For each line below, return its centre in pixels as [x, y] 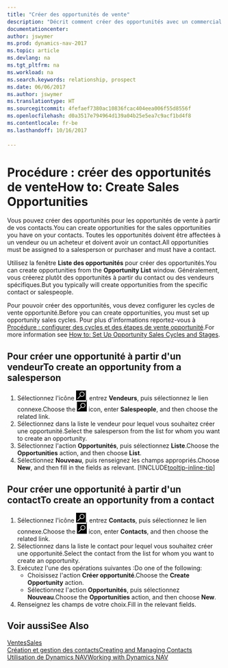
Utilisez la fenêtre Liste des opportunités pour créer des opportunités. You [112, 263]
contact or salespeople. [40, 292]
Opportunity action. [55, 583]
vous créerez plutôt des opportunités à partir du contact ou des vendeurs [111, 277]
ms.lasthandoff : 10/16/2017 [47, 130]
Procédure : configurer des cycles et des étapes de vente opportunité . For [111, 327]
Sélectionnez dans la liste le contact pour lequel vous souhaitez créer [115, 546]
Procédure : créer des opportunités [109, 172]
